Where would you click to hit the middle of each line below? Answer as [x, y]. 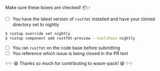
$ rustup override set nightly [38, 34]
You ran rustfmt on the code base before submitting [66, 48]
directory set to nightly [36, 25]
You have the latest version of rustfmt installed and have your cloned [83, 19]
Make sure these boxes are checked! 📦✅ [48, 7]
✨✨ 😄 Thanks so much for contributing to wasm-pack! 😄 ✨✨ [69, 63]
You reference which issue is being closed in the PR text [70, 53]
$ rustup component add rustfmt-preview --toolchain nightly [70, 38]
